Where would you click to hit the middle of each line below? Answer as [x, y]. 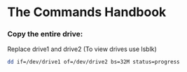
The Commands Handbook [87, 12]
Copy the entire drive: [45, 34]
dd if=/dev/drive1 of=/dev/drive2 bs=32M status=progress [93, 62]
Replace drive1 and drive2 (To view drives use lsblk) [82, 49]
